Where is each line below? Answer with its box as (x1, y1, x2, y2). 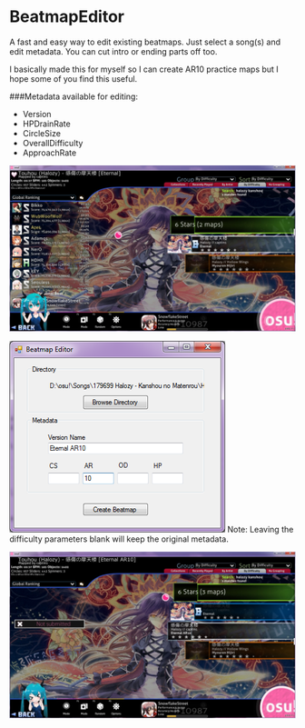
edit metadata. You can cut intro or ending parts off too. (9, 45, 218, 56)
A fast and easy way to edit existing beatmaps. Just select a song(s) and (9, 36, 281, 47)
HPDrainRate (22, 118, 71, 129)
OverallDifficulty (22, 137, 84, 148)
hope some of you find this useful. (9, 73, 138, 84)
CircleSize (22, 127, 62, 138)
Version (22, 108, 52, 119)
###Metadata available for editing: (9, 91, 139, 102)
